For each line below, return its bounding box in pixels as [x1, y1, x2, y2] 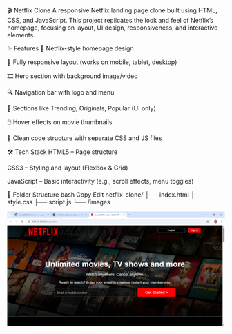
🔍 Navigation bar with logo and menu [7, 88, 115, 96]
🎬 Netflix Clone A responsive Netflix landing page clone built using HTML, [7, 6, 217, 14]
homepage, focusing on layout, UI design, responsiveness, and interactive [7, 23, 218, 32]
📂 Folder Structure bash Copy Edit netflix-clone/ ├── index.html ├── [7, 190, 204, 199]
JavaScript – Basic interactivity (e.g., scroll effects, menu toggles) [7, 177, 194, 185]
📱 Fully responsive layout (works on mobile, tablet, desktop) [7, 58, 177, 66]
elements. [7, 31, 36, 39]
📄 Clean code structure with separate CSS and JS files [7, 134, 162, 142]
